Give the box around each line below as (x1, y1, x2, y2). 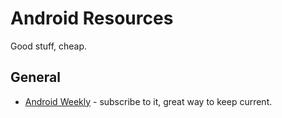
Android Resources (10, 7, 174, 30)
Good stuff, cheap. (10, 40, 88, 52)
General (10, 69, 62, 86)
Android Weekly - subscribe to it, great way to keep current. (24, 95, 273, 107)
